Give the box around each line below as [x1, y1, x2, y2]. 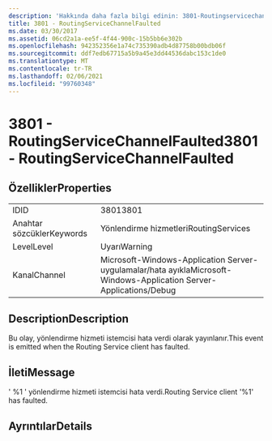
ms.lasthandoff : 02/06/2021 [8, 72, 104, 80]
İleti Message [8, 366, 75, 379]
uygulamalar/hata [100, 264, 167, 276]
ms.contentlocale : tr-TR [8, 65, 92, 73]
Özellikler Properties [8, 182, 112, 195]
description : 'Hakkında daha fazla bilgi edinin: [8, 11, 180, 20]
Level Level [12, 241, 53, 252]
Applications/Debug [100, 285, 176, 296]
